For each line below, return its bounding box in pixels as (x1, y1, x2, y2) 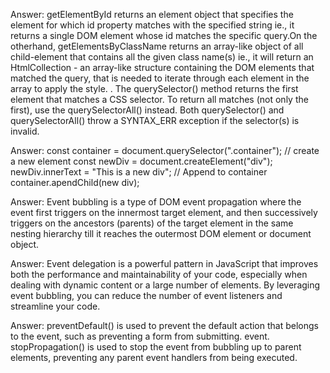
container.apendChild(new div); (10, 177, 140, 188)
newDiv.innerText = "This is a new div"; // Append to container (10, 166, 268, 178)
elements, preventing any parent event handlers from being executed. (10, 352, 298, 363)
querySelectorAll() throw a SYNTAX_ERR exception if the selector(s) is (10, 115, 300, 126)
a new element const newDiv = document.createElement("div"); (10, 155, 273, 167)
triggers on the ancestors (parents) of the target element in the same (10, 217, 294, 229)
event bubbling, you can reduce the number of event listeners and (10, 290, 283, 301)
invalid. (10, 125, 40, 137)
